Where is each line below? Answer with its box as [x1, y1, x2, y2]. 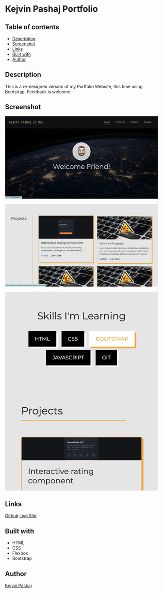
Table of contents [5, 23, 59, 31]
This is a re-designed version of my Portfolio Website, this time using [5, 83, 143, 89]
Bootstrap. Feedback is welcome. [5, 89, 72, 95]
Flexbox [12, 550, 28, 556]
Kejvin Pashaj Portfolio [5, 3, 98, 15]
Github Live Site [5, 513, 37, 519]
